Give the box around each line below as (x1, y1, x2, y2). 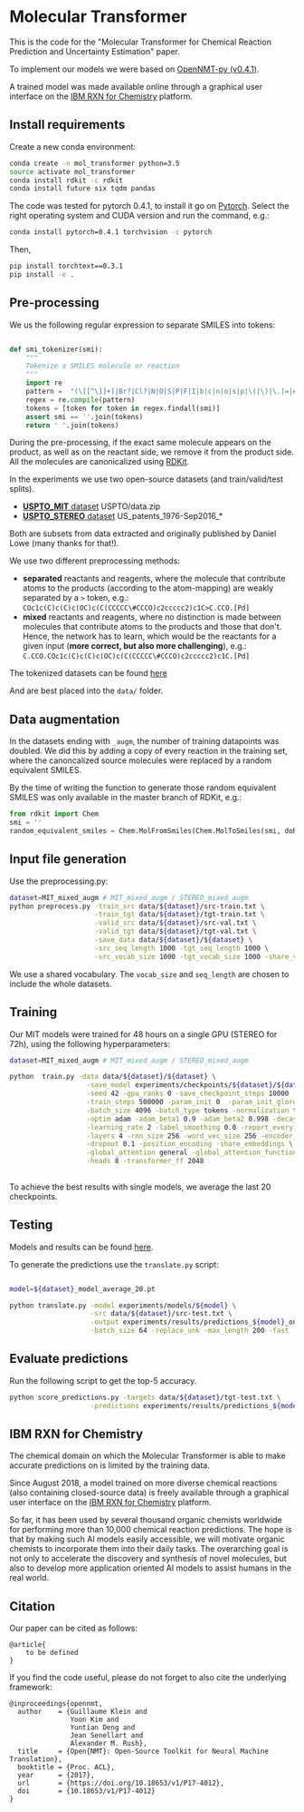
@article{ (9, 1641, 47, 1650)
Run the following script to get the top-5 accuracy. (9, 1375, 197, 1386)
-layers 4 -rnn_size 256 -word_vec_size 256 (86, 1131, 257, 1141)
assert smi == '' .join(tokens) (25, 412, 144, 421)
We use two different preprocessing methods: (9, 555, 181, 566)
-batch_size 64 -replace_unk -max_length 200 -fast (90, 1327, 290, 1336)
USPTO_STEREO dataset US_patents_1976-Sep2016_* (22, 511, 223, 522)
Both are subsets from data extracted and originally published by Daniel (9, 528, 277, 539)
